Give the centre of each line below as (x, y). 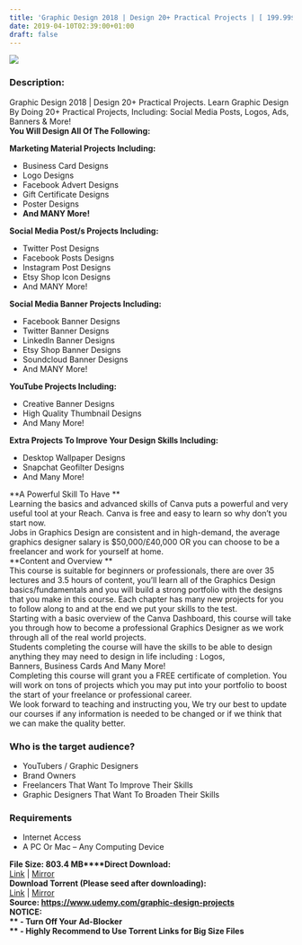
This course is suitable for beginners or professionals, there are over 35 (142, 570)
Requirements (41, 817)
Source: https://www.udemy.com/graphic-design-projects (122, 903)
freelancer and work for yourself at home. (87, 551)
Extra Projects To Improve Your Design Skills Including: (114, 440)
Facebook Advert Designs (71, 184)
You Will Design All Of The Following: (80, 130)
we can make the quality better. (67, 723)
